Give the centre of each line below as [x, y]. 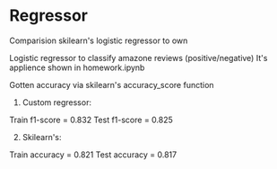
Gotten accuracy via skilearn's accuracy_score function [112, 84]
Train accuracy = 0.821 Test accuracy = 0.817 [93, 155]
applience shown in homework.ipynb [77, 67]
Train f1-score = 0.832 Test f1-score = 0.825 [91, 120]
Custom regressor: [57, 102]
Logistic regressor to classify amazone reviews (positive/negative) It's [138, 58]
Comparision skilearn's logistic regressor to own [99, 40]
